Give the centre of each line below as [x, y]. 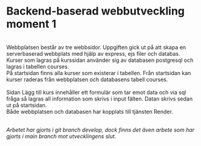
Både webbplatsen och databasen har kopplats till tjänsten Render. [90, 111]
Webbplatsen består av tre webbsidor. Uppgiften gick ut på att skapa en [96, 47]
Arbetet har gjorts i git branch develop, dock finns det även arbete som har [101, 130]
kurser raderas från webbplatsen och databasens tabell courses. [87, 79]
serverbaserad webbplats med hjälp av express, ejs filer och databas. [93, 53]
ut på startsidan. [27, 105]
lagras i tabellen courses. [38, 66]
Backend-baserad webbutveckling [96, 11]
